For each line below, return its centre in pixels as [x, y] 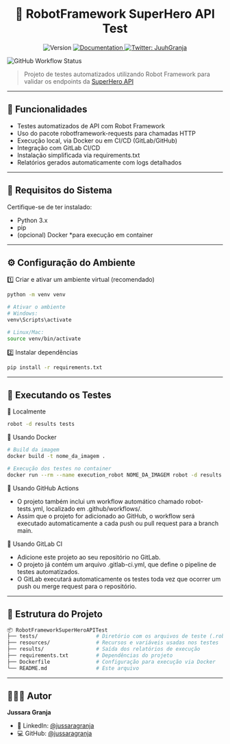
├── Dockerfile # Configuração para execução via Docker [111, 662]
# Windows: [23, 314]
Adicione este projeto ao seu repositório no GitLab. [89, 557]
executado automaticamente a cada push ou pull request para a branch [118, 523]
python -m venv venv [37, 295]
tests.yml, [31, 508]
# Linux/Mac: [26, 332]
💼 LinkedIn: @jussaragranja [55, 725]
